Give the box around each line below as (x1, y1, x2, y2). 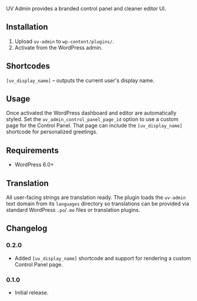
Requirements (6, 145, 59, 155)
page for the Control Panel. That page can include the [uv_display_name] (6, 122, 183, 129)
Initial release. (14, 289, 49, 296)
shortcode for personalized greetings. (6, 128, 98, 135)
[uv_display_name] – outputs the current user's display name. (6, 77, 155, 84)
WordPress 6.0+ (14, 161, 54, 168)
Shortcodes (6, 61, 50, 71)
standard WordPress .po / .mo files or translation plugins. (6, 207, 141, 214)
